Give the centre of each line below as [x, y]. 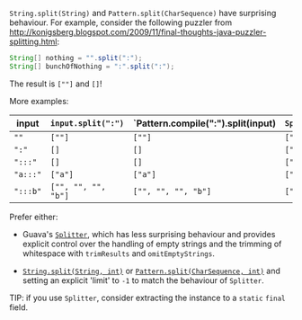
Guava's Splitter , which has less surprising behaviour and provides [149, 234]
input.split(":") [88, 123]
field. [19, 307]
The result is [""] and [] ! [56, 84]
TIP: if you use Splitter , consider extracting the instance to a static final [147, 298]
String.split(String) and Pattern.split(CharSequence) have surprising [143, 13]
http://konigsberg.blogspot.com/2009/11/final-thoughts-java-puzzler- [138, 32]
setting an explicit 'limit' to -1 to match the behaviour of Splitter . [143, 280]
